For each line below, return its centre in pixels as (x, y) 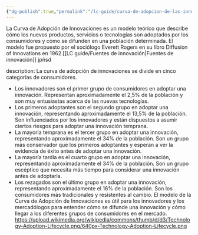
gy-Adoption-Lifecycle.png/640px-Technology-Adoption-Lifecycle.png (101, 226)
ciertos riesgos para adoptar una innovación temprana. (81, 126)
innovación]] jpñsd (29, 59)
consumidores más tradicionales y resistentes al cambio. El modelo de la (103, 194)
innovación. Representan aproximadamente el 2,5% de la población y (99, 95)
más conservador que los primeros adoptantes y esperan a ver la (94, 145)
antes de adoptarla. (38, 176)
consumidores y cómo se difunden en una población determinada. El (90, 41)
